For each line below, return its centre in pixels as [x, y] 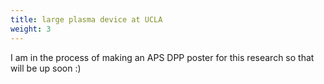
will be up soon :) [46, 68]
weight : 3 [31, 29]
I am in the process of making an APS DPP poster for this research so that [162, 57]
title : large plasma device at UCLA [86, 19]
